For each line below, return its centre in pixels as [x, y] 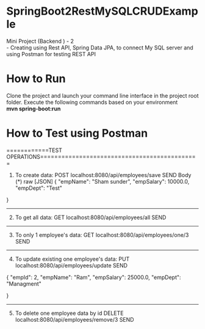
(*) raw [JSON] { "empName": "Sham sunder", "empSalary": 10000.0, [102, 181]
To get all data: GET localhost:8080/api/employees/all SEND [91, 217]
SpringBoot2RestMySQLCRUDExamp [102, 11]
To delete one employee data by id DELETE [69, 313]
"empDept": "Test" [39, 188]
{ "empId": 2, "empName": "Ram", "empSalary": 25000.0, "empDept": [94, 277]
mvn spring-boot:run [34, 109]
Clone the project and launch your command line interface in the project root [103, 95]
